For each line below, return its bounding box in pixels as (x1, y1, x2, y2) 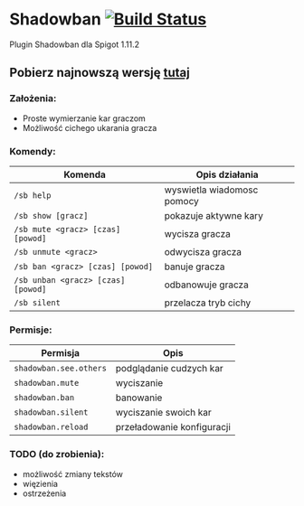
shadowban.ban (14, 393, 75, 403)
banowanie (115, 391, 163, 404)
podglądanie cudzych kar (115, 362, 223, 375)
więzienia (22, 478, 59, 489)
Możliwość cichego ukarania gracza (22, 122, 157, 133)
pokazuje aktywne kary (164, 209, 264, 221)
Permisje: (9, 323, 52, 336)
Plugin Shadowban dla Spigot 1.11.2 (9, 39, 140, 50)
